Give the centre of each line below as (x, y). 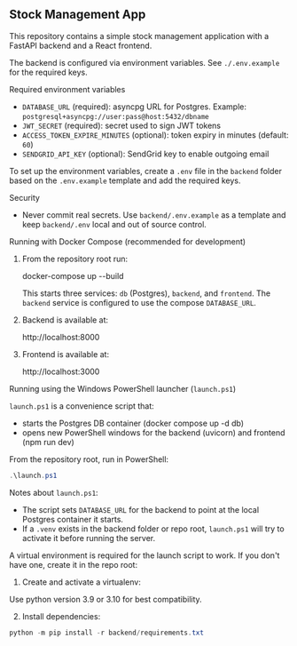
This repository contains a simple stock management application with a (139, 36)
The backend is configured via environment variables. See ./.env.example (145, 62)
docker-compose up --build (73, 275)
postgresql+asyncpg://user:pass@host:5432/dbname (116, 116)
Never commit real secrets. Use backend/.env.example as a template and (154, 215)
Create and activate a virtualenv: (82, 582)
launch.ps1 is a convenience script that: (82, 406)
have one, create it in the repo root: (74, 564)
